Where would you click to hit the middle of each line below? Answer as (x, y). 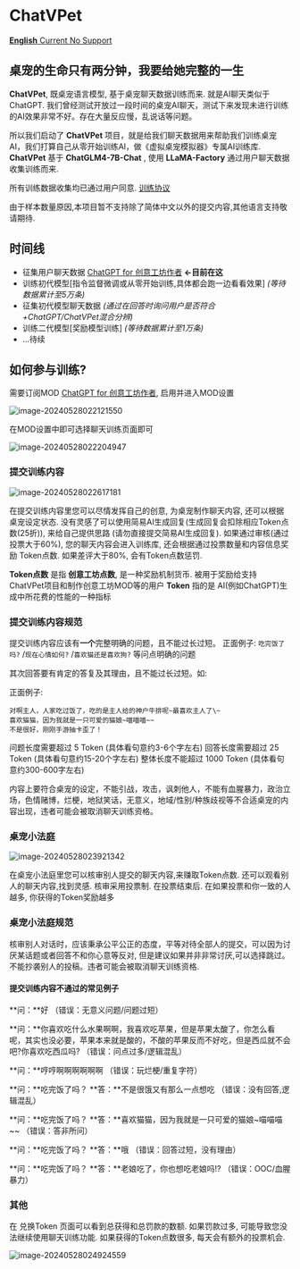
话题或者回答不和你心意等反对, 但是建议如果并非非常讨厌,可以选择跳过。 (157, 955)
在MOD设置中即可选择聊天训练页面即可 (81, 429)
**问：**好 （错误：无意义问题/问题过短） (86, 1010)
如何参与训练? (48, 370)
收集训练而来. (34, 168)
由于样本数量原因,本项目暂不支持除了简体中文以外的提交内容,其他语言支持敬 (149, 206)
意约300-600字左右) (47, 769)
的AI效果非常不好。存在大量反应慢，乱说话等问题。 (103, 116)
